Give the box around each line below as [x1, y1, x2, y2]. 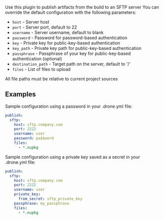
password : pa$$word [14, 136, 54, 141]
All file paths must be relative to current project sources [5, 76, 118, 82]
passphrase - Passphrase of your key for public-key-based [12, 50, 131, 56]
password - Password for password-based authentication [12, 35, 128, 41]
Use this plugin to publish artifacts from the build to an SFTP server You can [5, 4, 159, 10]
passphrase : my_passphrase [14, 201, 69, 206]
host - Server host [12, 19, 49, 25]
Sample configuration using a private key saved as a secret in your [5, 154, 140, 160]
